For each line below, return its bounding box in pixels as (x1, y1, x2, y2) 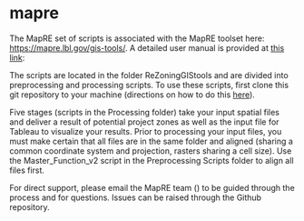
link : (9, 52, 25, 63)
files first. (9, 165, 45, 176)
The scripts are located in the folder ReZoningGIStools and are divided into (9, 69, 289, 80)
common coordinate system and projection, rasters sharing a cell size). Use (9, 145, 292, 156)
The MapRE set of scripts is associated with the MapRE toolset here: (9, 33, 265, 44)
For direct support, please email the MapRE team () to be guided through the (9, 182, 295, 193)
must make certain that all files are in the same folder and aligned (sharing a (9, 136, 293, 146)
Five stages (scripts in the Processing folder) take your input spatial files (9, 106, 279, 117)
